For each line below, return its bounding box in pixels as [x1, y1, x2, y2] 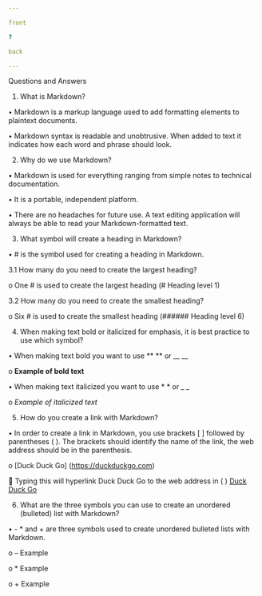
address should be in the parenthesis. [8, 445, 133, 455]
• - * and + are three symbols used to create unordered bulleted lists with [8, 524, 250, 534]
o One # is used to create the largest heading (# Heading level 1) [8, 280, 220, 290]
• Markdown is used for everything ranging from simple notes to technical [8, 171, 252, 181]
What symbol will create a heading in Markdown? [19, 234, 182, 244]
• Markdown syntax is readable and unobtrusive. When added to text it [8, 131, 241, 141]
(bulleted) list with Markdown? [19, 509, 120, 519]
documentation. [8, 179, 61, 189]
